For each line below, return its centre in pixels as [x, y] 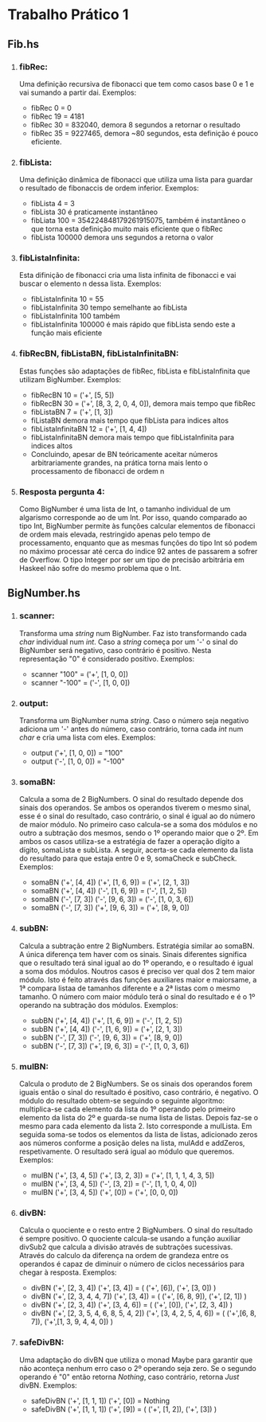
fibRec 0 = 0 [51, 107]
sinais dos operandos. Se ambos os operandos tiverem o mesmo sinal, [135, 808]
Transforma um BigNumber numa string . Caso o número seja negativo [134, 721]
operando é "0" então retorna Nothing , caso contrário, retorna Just [129, 1377]
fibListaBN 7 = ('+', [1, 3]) [72, 412]
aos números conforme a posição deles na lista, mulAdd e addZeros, [132, 1143]
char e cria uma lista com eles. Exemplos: [87, 737]
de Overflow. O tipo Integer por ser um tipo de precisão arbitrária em [131, 560]
